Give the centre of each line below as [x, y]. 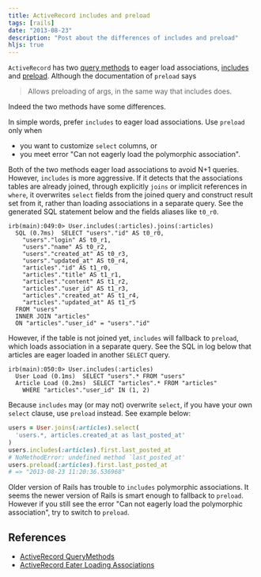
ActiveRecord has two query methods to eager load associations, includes [129, 67]
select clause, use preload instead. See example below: [100, 414]
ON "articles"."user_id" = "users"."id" [83, 323]
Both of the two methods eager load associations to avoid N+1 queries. [124, 170]
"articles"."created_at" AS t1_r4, [81, 296]
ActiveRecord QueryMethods [67, 556]
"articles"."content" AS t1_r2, [76, 282]
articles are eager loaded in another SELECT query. [89, 355]
